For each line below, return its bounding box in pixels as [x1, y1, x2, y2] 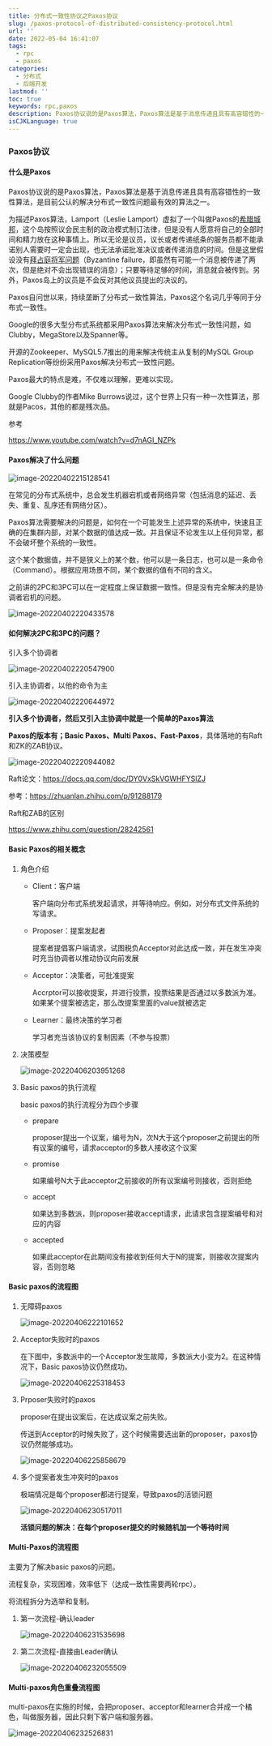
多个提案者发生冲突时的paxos [19, 1472, 119, 1482]
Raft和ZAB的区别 [8, 809, 65, 818]
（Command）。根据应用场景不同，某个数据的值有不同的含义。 [8, 565, 217, 575]
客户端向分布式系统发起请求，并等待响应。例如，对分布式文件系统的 [32, 898, 260, 908]
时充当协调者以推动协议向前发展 [32, 953, 139, 963]
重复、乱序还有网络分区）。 [22, 500, 112, 510]
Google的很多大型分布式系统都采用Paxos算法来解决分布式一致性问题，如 [8, 320, 252, 329]
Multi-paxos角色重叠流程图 [8, 1682, 100, 1692]
